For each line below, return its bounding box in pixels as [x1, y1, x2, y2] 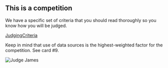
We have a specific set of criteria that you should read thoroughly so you [5, 17, 156, 23]
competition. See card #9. [5, 47, 59, 53]
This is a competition [5, 4, 72, 12]
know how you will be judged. [5, 22, 67, 28]
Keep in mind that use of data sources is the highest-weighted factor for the [5, 42, 163, 48]
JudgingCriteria [5, 32, 38, 38]
